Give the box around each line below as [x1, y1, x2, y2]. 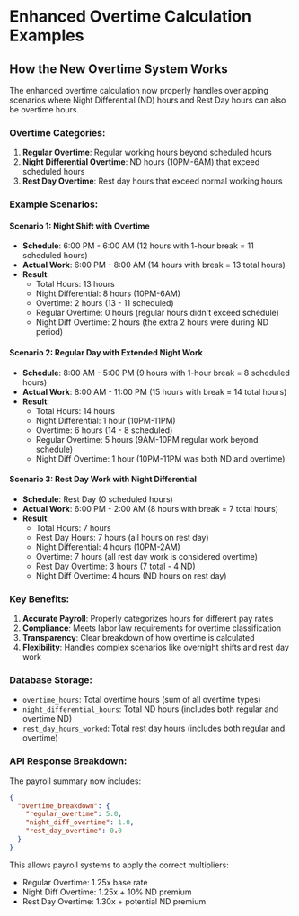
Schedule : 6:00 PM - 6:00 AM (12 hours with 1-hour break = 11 [22, 240, 254, 251]
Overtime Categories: [9, 126, 106, 139]
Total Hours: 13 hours [35, 279, 115, 290]
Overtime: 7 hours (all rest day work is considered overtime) [35, 551, 259, 561]
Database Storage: [9, 674, 92, 687]
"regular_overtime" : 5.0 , [25, 810, 123, 819]
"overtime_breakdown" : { [17, 801, 110, 811]
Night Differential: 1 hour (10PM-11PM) [35, 415, 177, 426]
